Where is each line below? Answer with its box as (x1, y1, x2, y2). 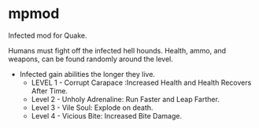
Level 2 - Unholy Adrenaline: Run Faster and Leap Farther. (31, 94, 220, 104)
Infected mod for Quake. (8, 31, 88, 40)
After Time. (31, 86, 68, 95)
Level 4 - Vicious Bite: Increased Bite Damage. (31, 111, 183, 120)
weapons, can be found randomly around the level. (8, 54, 173, 64)
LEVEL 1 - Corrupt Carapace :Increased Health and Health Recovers (31, 78, 252, 87)
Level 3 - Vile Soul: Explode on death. (31, 103, 154, 112)
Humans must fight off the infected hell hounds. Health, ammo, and (8, 46, 227, 55)
